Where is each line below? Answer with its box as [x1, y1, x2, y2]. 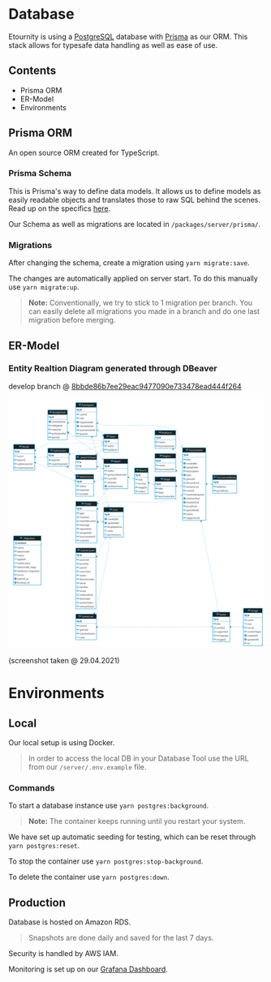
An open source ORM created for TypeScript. [8, 148, 160, 157]
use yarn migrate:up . [8, 282, 80, 292]
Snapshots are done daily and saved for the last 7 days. [28, 933, 214, 943]
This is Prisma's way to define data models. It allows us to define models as [8, 186, 261, 195]
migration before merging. [28, 315, 116, 325]
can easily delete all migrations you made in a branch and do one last [28, 307, 260, 316]
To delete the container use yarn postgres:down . [8, 873, 170, 882]
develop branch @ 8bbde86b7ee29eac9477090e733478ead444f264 [8, 381, 242, 391]
